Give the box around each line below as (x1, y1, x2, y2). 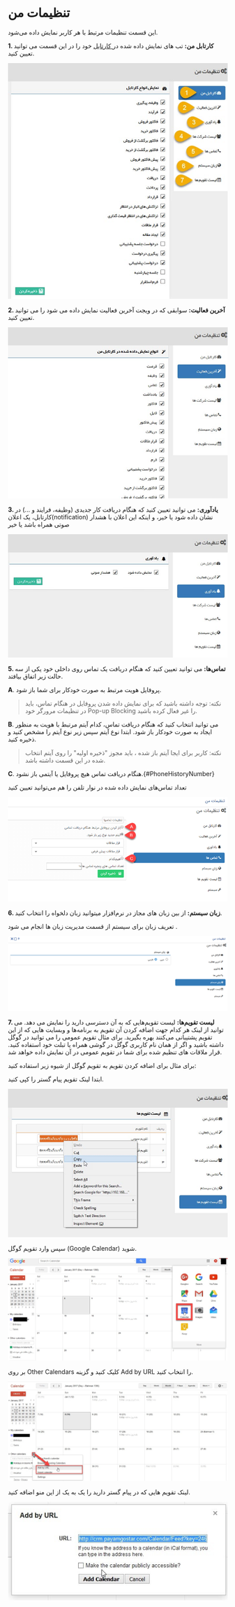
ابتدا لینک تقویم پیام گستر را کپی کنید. (8, 1075, 104, 1083)
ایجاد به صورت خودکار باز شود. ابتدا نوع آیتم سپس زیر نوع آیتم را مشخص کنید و (8, 728, 212, 736)
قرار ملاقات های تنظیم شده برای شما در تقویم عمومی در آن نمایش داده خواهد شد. (8, 1048, 222, 1056)
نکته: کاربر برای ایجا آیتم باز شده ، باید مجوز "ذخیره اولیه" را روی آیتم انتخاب (24, 749, 222, 757)
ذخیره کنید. (8, 735, 37, 743)
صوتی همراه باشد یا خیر (8, 520, 70, 528)
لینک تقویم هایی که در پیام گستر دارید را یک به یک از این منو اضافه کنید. (8, 1488, 191, 1496)
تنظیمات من (8, 5, 70, 21)
